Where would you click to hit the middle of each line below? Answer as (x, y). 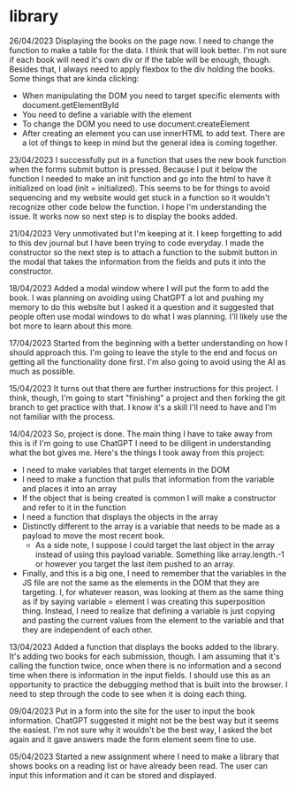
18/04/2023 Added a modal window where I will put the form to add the (139, 288)
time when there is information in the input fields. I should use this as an (140, 675)
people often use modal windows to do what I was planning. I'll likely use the (148, 316)
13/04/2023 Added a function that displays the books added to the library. (144, 646)
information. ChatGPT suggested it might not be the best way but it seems (144, 720)
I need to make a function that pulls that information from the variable (148, 479)
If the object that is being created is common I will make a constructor (149, 498)
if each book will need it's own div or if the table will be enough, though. (140, 59)
